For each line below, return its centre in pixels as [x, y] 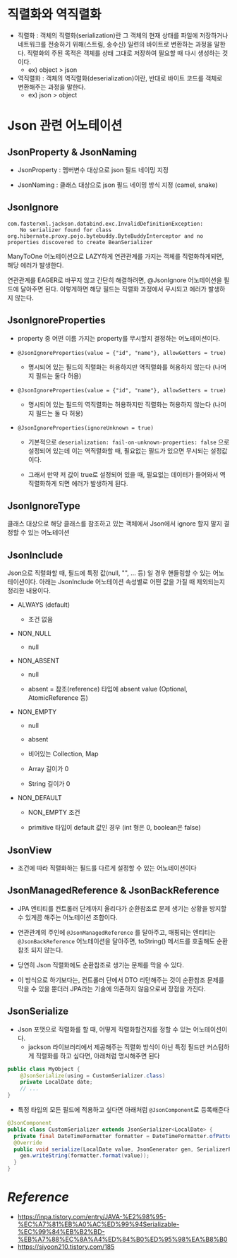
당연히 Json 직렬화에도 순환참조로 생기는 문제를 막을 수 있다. [101, 964]
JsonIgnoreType [44, 506]
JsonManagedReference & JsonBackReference [114, 891]
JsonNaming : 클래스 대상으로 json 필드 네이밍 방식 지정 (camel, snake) [117, 185]
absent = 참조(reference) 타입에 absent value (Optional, [108, 689]
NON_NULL [34, 634]
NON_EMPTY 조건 [54, 813]
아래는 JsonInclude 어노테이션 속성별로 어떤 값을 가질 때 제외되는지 [132, 582]
